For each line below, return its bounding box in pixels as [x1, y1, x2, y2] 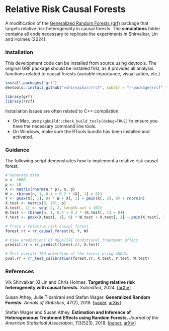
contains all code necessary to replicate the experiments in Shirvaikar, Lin [5, 31, 158, 37]
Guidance [5, 146, 30, 153]
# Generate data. [5, 173, 42, 178]
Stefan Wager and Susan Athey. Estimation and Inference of [5, 309, 131, 315]
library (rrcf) [5, 99, 35, 104]
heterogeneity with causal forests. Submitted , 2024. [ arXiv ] [5, 285, 131, 291]
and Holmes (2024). [5, 36, 47, 42]
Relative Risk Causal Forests [5, 4, 126, 15]
